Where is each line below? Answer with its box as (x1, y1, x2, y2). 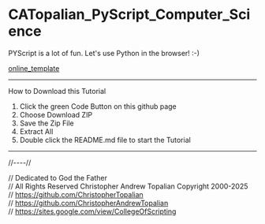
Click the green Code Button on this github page (19, 101, 177, 111)
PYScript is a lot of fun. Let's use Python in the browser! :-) (8, 48, 200, 58)
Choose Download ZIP (19, 110, 93, 119)
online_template (8, 63, 60, 73)
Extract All (19, 126, 54, 136)
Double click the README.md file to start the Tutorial (19, 135, 191, 144)
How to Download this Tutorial (8, 86, 106, 95)
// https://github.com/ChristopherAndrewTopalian (8, 198, 169, 207)
